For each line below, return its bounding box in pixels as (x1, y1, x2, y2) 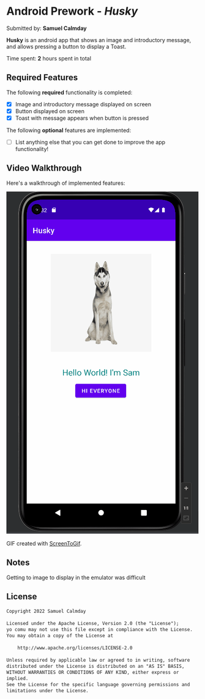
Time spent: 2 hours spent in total (6, 54, 92, 62)
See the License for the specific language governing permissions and (6, 682, 190, 688)
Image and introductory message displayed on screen (15, 100, 152, 108)
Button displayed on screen (15, 107, 84, 114)
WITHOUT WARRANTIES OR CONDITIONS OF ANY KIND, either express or (6, 670, 179, 676)
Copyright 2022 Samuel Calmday (6, 608, 86, 615)
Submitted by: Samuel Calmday (6, 24, 87, 32)
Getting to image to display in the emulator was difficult (6, 574, 146, 581)
